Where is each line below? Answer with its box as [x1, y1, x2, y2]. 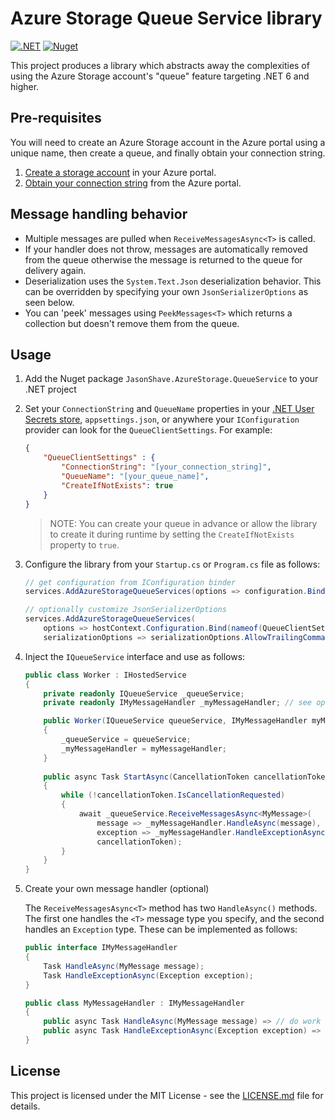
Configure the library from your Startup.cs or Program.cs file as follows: [24, 558, 321, 570]
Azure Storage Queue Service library [10, 7, 323, 30]
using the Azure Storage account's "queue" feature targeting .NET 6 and [10, 70, 310, 82]
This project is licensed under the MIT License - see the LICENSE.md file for [10, 1089, 324, 1101]
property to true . [49, 538, 120, 551]
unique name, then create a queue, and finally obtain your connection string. [10, 147, 326, 159]
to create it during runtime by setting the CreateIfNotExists [49, 528, 295, 540]
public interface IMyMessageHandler [24, 943, 178, 953]
